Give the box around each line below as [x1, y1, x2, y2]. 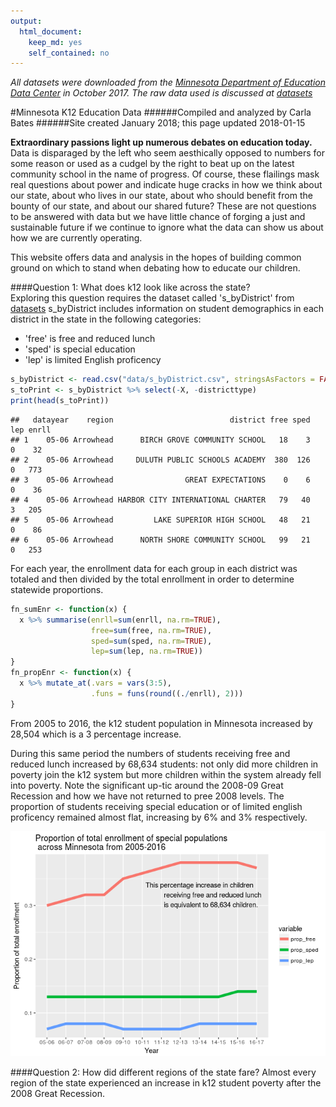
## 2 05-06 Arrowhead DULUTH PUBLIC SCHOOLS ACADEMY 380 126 [10, 455, 311, 465]
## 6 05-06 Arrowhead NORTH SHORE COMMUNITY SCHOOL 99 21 [10, 535, 311, 545]
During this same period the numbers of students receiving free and [10, 747, 291, 759]
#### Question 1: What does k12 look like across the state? [10, 281, 251, 294]
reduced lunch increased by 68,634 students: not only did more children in [10, 758, 319, 770]
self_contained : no [28, 48, 110, 58]
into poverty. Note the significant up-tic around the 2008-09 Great [10, 779, 284, 791]
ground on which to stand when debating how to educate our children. [10, 262, 301, 274]
